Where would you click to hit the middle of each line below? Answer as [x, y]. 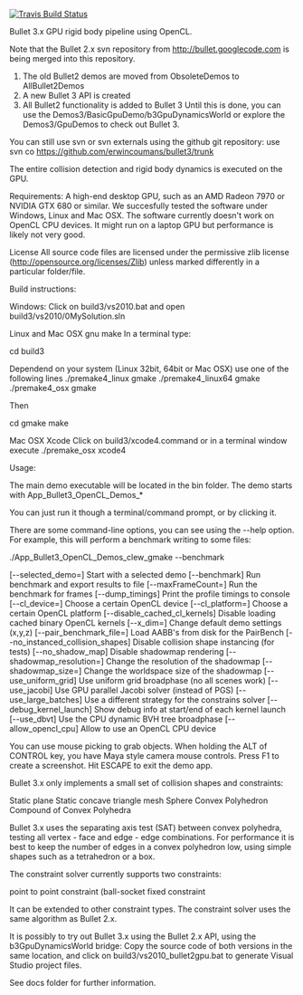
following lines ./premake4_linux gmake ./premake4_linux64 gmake [135, 378]
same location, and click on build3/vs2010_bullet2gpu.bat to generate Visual [151, 956]
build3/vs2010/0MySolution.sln [67, 316]
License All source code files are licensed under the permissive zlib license [149, 252]
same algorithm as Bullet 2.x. [63, 918]
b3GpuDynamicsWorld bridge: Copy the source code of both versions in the [151, 946]
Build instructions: [43, 289]
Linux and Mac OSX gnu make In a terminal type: [100, 334]
